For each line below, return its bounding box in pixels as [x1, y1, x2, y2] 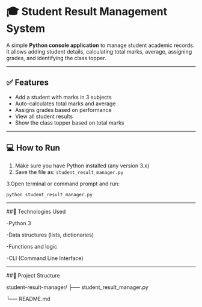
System [6, 22, 46, 36]
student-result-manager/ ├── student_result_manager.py [6, 284, 148, 291]
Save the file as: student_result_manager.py [14, 168, 124, 175]
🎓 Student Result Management [6, 5, 167, 19]
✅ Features [6, 78, 49, 88]
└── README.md [6, 296, 50, 303]
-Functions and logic [6, 243, 58, 250]
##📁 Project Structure [6, 272, 60, 279]
